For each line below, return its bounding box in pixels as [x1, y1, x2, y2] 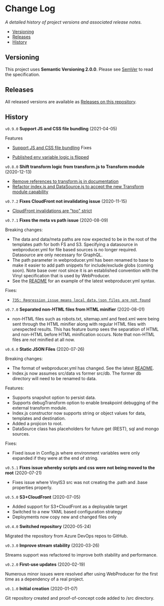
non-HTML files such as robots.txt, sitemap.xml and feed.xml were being [12, 316, 160, 322]
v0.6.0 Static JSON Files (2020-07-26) [5, 346, 85, 352]
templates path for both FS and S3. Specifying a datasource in [12, 242, 138, 247]
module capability [12, 189, 48, 195]
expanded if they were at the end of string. [12, 455, 99, 461]
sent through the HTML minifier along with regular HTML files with [12, 321, 146, 327]
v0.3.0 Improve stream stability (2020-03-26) [5, 542, 100, 549]
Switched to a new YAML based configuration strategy [12, 509, 122, 515]
